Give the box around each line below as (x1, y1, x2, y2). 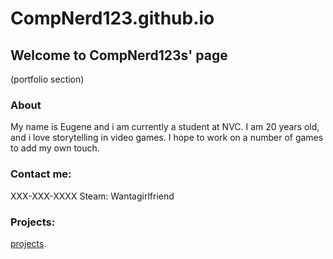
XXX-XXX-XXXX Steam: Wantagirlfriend (10, 190, 175, 202)
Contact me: (10, 167, 72, 181)
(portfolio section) (10, 73, 85, 85)
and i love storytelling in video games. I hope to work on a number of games (10, 132, 324, 144)
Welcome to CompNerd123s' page (10, 47, 228, 64)
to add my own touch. (10, 142, 100, 154)
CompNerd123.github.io (10, 7, 215, 30)
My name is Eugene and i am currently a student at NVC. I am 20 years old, (10, 121, 320, 133)
